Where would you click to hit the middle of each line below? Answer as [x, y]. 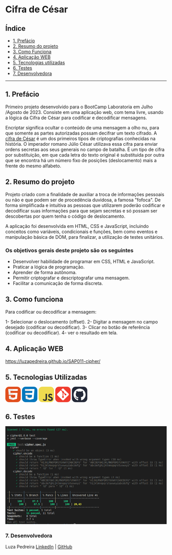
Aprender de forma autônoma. [45, 272]
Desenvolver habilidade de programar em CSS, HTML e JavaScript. [84, 261]
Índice [15, 28]
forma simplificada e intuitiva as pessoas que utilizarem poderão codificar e [85, 205]
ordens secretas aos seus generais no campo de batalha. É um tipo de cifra [85, 149]
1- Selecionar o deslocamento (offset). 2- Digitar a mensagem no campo [82, 321]
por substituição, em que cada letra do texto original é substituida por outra [85, 155]
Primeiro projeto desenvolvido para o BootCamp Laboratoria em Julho [79, 107]
